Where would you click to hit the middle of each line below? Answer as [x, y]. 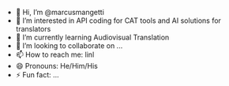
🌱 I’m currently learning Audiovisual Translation [92, 37]
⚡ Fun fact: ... [37, 75]
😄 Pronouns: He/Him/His [57, 66]
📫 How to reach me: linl [55, 54]
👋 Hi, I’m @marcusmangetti [60, 12]
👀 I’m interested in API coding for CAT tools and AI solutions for [118, 21]
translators [33, 29]
